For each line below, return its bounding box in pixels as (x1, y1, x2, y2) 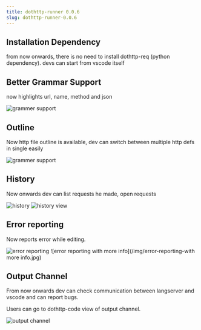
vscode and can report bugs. (6, 294, 79, 301)
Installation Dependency (6, 37, 101, 47)
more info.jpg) (6, 254, 42, 261)
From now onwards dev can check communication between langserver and (6, 287, 195, 294)
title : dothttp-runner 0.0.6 (6, 8, 80, 15)
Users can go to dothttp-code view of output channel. (6, 305, 141, 312)
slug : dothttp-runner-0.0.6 (6, 15, 77, 21)
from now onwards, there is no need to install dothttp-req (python (6, 53, 170, 61)
